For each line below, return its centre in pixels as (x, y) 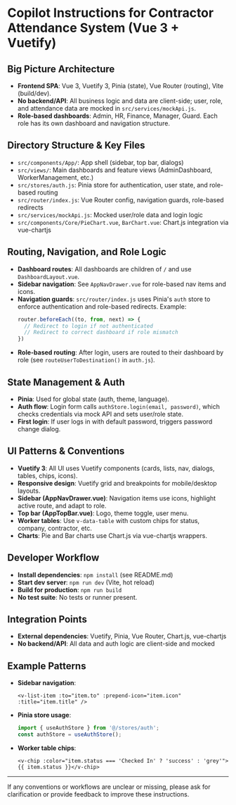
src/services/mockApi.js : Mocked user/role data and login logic (110, 215)
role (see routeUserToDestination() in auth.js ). (86, 360)
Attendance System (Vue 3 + (93, 28)
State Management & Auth (66, 382)
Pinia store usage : (44, 715)
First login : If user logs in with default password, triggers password (115, 422)
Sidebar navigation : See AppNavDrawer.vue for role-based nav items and (122, 284)
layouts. (29, 491)
